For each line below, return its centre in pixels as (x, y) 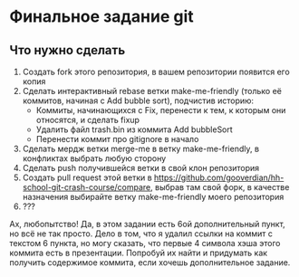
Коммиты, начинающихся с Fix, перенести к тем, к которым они (161, 110)
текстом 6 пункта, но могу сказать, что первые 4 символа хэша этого (145, 243)
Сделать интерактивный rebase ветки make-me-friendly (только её (152, 91)
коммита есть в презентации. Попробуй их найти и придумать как (139, 253)
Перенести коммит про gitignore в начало (117, 139)
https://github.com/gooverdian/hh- (219, 177)
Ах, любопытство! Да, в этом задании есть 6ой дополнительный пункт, (147, 224)
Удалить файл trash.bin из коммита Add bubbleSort (134, 129)
